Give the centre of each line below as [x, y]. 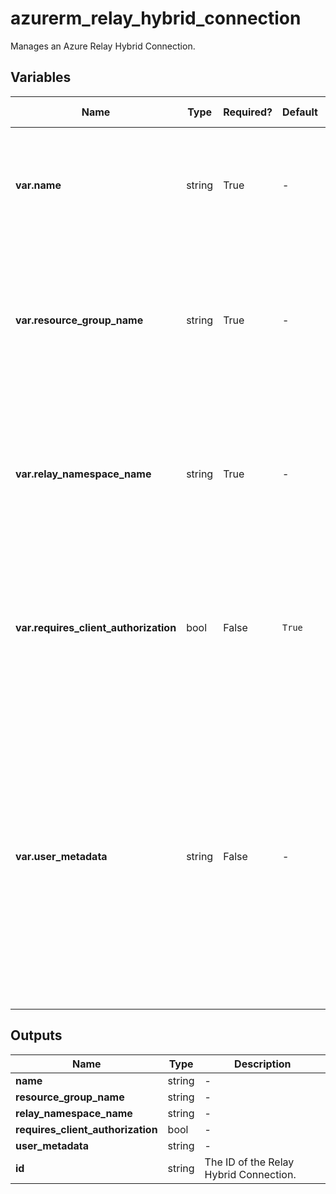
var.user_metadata [61, 856]
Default [300, 112]
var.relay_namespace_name [83, 474]
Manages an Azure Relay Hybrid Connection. [103, 46]
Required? [248, 112]
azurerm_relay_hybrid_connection [156, 18]
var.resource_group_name [79, 320]
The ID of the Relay [249, 1162]
